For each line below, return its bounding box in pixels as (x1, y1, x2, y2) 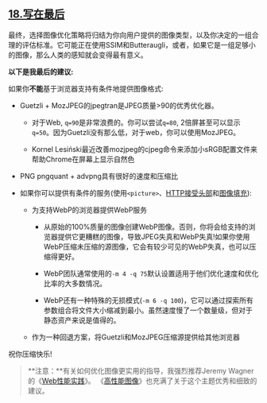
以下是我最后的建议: (8, 67, 74, 76)
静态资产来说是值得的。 (43, 315, 121, 324)
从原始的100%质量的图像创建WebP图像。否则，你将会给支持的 (43, 222, 249, 231)
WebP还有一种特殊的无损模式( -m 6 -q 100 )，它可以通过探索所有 (43, 295, 254, 304)
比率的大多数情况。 (43, 278, 107, 288)
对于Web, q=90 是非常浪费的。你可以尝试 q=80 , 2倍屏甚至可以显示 (31, 118, 241, 127)
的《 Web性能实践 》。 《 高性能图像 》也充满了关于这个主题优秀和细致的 (27, 376, 257, 386)
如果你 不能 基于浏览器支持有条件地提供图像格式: (8, 83, 164, 93)
